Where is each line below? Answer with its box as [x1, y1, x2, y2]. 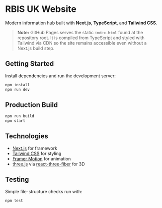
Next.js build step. [17, 45, 55, 51]
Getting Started [5, 59, 54, 68]
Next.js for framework [12, 145, 58, 151]
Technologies [5, 132, 49, 141]
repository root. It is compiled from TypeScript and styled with [17, 35, 145, 41]
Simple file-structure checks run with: [5, 188, 82, 194]
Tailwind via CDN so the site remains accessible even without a [17, 40, 147, 46]
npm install [5, 82, 30, 87]
